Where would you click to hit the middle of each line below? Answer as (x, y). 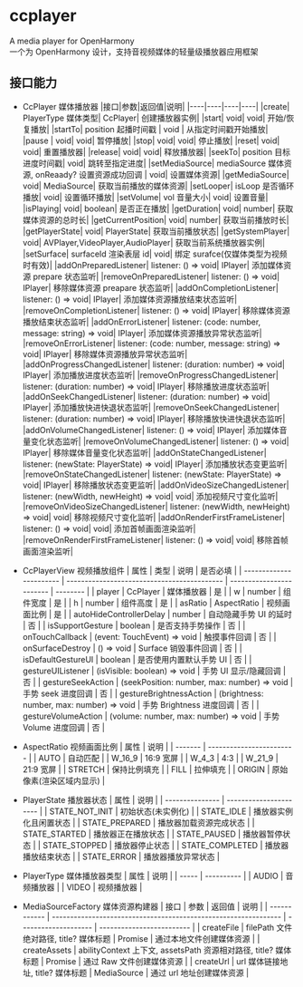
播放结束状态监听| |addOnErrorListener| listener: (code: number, (142, 322)
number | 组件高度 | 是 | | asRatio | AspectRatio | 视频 (184, 603)
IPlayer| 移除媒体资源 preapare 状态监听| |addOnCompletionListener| (150, 287)
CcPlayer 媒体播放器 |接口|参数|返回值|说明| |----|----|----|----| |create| (156, 106)
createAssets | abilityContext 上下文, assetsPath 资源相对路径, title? (148, 950)
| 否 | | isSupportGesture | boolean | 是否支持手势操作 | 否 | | (134, 625)
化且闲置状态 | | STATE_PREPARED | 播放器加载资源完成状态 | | (138, 822)
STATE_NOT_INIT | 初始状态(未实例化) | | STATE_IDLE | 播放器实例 (171, 811)
